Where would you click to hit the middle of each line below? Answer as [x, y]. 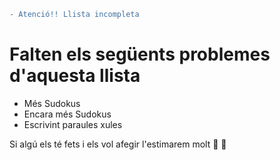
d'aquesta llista [75, 76]
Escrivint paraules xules [73, 124]
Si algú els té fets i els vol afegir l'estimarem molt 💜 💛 [118, 144]
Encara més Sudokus [67, 114]
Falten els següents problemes [140, 54]
